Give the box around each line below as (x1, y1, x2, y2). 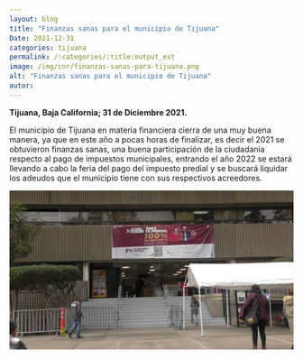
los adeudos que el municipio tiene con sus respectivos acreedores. (9, 172, 263, 183)
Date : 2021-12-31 (9, 33, 75, 42)
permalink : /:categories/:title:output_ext (9, 52, 176, 62)
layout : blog (9, 14, 59, 23)
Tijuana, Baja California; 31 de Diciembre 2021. (9, 106, 188, 117)
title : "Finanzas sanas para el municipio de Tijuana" (9, 23, 220, 33)
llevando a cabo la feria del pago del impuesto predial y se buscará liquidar (9, 162, 289, 173)
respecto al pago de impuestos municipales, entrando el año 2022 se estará (9, 153, 293, 164)
